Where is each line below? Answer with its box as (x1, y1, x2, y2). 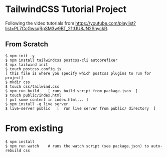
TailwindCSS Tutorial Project (5, 4, 127, 15)
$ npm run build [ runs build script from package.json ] (5, 88, 138, 93)
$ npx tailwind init (5, 62, 49, 67)
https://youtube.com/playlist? (75, 20, 136, 26)
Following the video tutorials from (5, 20, 74, 26)
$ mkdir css (5, 79, 30, 85)
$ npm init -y (5, 53, 35, 58)
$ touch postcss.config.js (5, 66, 62, 71)
